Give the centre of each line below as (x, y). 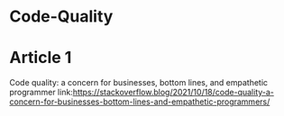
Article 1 (41, 58)
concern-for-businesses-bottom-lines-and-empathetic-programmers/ (140, 102)
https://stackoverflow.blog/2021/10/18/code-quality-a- (174, 93)
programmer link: (41, 93)
